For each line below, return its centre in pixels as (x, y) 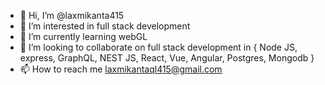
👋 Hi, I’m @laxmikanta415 (72, 15)
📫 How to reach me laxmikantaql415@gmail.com (121, 69)
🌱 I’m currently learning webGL (83, 36)
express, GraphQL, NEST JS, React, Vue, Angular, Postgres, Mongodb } (167, 58)
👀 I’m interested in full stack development (105, 26)
